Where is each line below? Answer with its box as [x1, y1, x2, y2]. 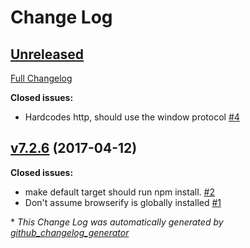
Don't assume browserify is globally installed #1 [24, 196, 222, 208]
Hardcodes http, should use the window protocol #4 [24, 111, 240, 123]
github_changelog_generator [10, 226, 130, 238]
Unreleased [10, 46, 85, 63]
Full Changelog [10, 72, 73, 84]
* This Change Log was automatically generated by [10, 216, 224, 228]
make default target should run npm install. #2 [24, 186, 215, 198]
